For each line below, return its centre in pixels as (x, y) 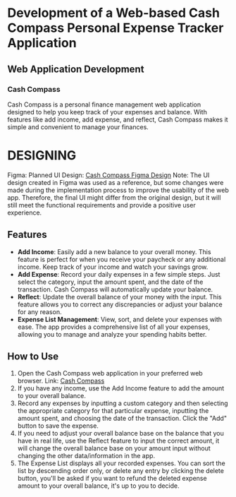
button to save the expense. (58, 426)
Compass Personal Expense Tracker (116, 28)
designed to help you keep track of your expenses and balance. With (107, 112)
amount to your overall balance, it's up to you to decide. (98, 486)
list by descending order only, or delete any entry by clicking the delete (120, 471)
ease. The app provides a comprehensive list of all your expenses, (114, 327)
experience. (25, 212)
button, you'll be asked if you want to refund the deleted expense (112, 479)
